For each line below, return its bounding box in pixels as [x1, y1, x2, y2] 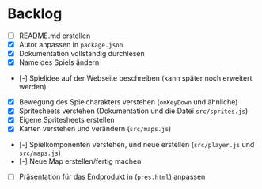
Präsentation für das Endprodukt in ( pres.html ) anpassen [18, 172, 206, 182]
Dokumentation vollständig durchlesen [18, 49, 145, 59]
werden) [18, 82, 47, 92]
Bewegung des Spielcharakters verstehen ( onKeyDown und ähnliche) [18, 97, 238, 107]
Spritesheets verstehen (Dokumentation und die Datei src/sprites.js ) [18, 106, 249, 115]
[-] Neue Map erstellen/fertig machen [18, 157, 142, 166]
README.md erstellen [18, 31, 91, 40]
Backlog [7, 5, 63, 23]
